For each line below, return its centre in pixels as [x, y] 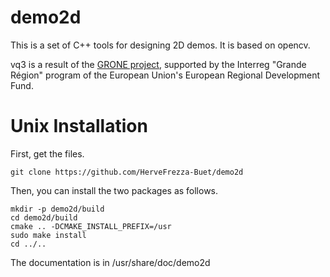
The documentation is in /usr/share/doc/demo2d [110, 262]
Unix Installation [79, 126]
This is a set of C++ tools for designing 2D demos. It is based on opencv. [160, 45]
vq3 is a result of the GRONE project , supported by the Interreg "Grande [158, 64]
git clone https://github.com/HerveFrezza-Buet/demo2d [127, 172]
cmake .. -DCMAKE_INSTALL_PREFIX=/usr [91, 226]
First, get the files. [47, 153]
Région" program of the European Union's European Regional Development [165, 75]
